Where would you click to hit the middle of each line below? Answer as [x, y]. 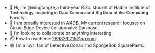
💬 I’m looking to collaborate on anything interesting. [61, 33]
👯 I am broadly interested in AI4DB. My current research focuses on [77, 23]
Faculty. [17, 18]
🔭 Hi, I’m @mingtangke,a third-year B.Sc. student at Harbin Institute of [80, 7]
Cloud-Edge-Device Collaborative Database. [54, 28]
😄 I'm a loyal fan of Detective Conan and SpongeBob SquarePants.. [77, 45]
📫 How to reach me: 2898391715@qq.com [53, 38]
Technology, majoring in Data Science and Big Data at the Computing [79, 13]
